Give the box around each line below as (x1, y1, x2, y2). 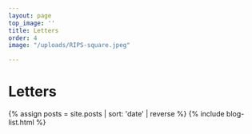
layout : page (8, 11, 52, 20)
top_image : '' (8, 19, 56, 27)
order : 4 (8, 33, 38, 42)
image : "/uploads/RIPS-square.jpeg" (8, 41, 130, 49)
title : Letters (8, 26, 59, 34)
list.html (8, 117, 34, 128)
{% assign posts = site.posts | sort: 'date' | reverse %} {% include (8, 109, 226, 119)
